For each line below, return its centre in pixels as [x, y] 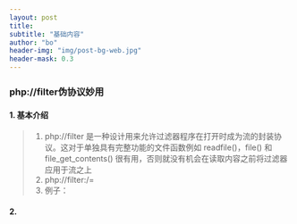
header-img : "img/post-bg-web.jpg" [76, 51]
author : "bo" [34, 42]
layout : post [34, 17]
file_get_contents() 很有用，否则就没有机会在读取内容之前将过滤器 [166, 159]
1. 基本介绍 [29, 115]
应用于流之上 [68, 170]
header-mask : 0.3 [42, 59]
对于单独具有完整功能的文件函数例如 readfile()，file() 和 [170, 147]
